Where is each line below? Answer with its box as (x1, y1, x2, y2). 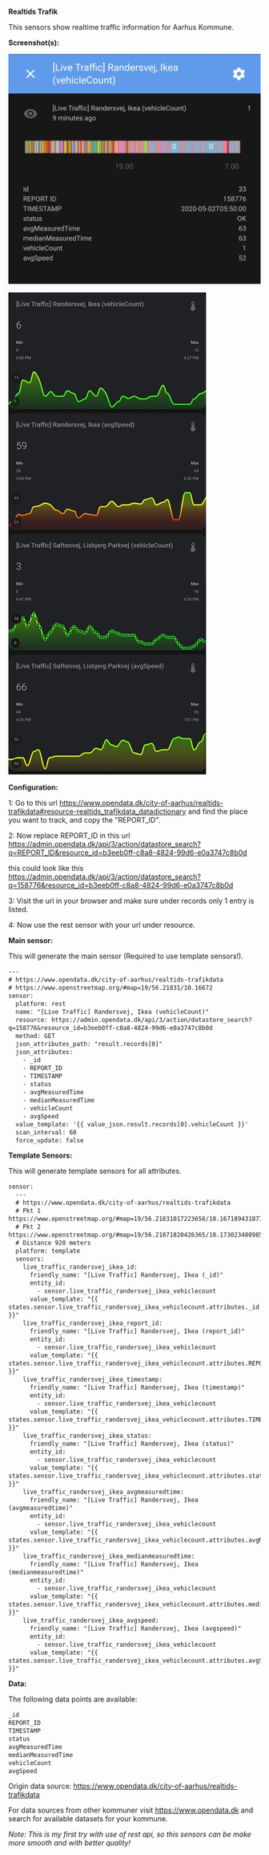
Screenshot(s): (8, 38, 60, 47)
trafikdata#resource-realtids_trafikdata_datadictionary (8, 807, 187, 816)
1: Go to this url (8, 798, 58, 807)
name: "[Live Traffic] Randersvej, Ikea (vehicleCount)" (15, 1007, 210, 1015)
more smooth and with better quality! (8, 1837, 130, 1847)
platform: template (15, 1247, 81, 1255)
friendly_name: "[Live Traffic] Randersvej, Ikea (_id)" (29, 1271, 224, 1279)
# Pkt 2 (15, 1223, 42, 1231)
